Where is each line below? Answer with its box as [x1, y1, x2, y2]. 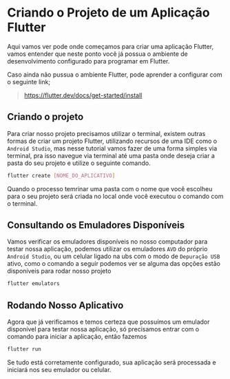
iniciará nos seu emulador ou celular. [7, 366, 112, 373]
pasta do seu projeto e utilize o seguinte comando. [7, 159, 151, 167]
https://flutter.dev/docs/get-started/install [23, 91, 143, 99]
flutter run [7, 346, 41, 353]
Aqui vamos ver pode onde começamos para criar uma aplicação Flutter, [7, 42, 214, 50]
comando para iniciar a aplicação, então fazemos [7, 333, 147, 341]
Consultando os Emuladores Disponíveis [7, 220, 185, 231]
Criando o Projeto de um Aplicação [7, 5, 210, 21]
